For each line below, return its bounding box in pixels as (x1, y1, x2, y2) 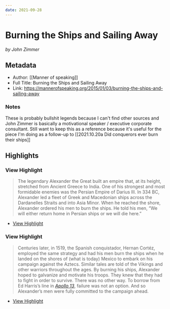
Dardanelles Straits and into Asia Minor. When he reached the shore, (17, 200, 161, 206)
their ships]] (5, 136, 30, 143)
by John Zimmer (5, 46, 40, 52)
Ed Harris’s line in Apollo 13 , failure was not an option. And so (17, 283, 146, 289)
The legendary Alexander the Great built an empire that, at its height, (17, 178, 161, 184)
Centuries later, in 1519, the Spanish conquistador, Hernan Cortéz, (17, 245, 156, 251)
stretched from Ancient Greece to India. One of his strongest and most (17, 184, 165, 190)
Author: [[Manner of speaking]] (12, 74, 78, 80)
